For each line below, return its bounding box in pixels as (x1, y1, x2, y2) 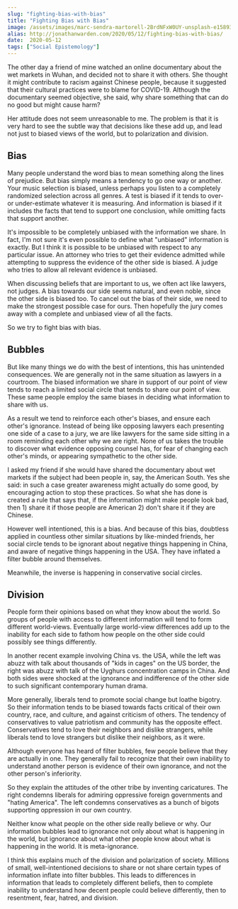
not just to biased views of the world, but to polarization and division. (7, 129, 209, 138)
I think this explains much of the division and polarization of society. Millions (7, 856, 229, 864)
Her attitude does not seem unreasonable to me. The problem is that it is (7, 114, 219, 123)
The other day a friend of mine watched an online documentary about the (7, 63, 222, 71)
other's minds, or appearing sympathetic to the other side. (7, 451, 178, 460)
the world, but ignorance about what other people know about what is (7, 834, 211, 843)
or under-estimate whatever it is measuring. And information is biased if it (7, 199, 222, 207)
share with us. (7, 400, 49, 409)
